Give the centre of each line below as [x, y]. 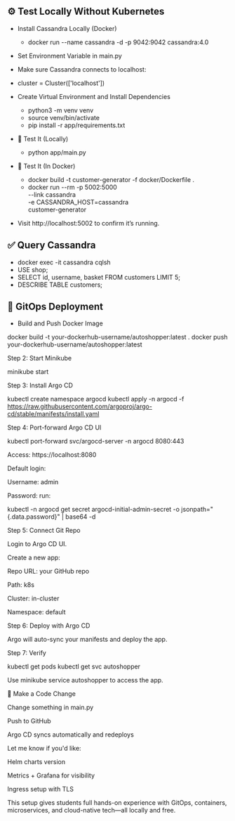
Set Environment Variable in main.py [70, 56]
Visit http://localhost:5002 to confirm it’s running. [88, 223]
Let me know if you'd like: [45, 749]
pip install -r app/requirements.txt [76, 125]
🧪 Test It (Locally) [43, 138]
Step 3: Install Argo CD [40, 385]
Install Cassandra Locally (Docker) [67, 28]
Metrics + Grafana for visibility [51, 775]
